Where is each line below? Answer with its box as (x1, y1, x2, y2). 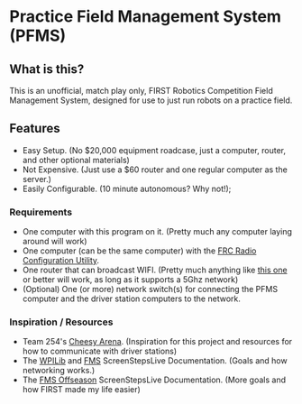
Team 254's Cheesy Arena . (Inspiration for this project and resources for (22, 336, 293, 347)
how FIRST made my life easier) (22, 384, 142, 395)
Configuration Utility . (22, 255, 100, 266)
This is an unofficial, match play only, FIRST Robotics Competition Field (9, 86, 273, 96)
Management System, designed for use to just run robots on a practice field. (9, 95, 293, 106)
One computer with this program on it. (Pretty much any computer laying (22, 226, 293, 237)
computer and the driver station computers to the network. (22, 293, 241, 304)
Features (9, 121, 60, 136)
